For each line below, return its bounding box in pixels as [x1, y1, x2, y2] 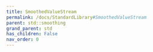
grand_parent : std [6, 25, 52, 32]
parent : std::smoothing [6, 20, 66, 26]
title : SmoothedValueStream [6, 8, 77, 15]
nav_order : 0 [6, 36, 39, 42]
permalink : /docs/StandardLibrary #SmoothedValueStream [6, 14, 147, 20]
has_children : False [6, 31, 58, 37]
